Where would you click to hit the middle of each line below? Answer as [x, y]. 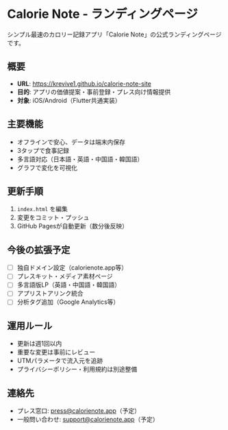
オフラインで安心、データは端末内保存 [71, 142]
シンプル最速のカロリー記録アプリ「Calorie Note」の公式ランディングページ [114, 34]
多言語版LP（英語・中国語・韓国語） [69, 285]
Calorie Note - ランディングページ [103, 14]
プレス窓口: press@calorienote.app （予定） [78, 411]
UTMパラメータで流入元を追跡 [60, 361]
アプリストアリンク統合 [50, 294]
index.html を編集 [42, 209]
